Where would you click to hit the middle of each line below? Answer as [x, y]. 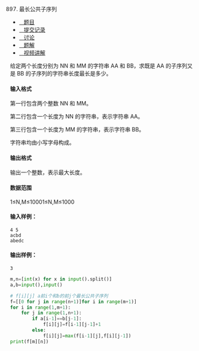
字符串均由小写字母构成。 [42, 142]
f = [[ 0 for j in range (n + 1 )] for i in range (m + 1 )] [73, 302]
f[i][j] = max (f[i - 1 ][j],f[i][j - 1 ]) [87, 336]
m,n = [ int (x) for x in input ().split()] [61, 279]
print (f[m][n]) [29, 341]
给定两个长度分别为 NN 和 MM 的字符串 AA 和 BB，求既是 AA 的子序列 [99, 66]
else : [39, 330]
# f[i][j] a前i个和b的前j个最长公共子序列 [59, 296]
